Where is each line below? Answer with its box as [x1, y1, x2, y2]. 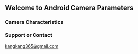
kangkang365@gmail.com [5, 43, 59, 49]
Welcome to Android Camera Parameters [5, 4, 134, 12]
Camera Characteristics [5, 19, 64, 26]
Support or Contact [5, 32, 53, 39]
